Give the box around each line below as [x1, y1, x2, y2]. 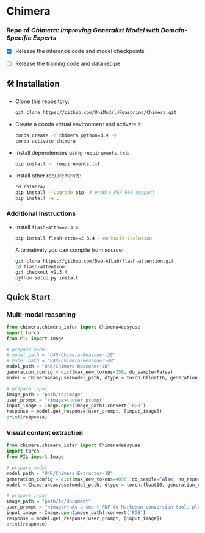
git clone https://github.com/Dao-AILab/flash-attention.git [15, 258, 174, 264]
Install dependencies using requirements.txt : [15, 149, 130, 157]
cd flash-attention [15, 263, 65, 270]
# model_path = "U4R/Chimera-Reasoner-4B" [6, 358, 116, 364]
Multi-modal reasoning [6, 310, 76, 318]
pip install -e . [15, 195, 60, 201]
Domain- [160, 26, 188, 35]
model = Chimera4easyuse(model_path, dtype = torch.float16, [6, 482, 165, 488]
